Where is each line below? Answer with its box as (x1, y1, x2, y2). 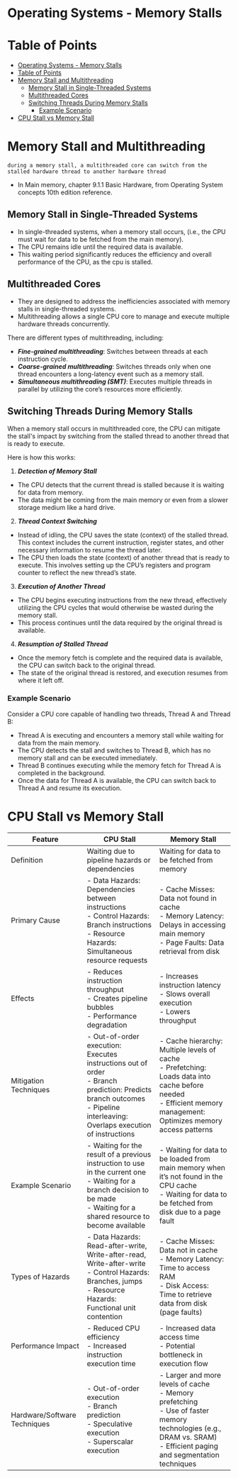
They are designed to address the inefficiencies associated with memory (17, 296, 230, 306)
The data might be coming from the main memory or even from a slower (17, 495, 229, 504)
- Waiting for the (86, 1140, 142, 1150)
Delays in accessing (159, 920, 226, 930)
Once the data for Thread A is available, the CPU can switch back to (17, 776, 217, 784)
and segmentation (159, 1450, 220, 1460)
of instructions (86, 1129, 135, 1139)
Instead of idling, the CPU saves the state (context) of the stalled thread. (17, 530, 229, 539)
